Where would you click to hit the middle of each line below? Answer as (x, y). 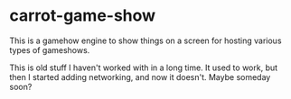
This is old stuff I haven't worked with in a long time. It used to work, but (144, 67)
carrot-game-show (83, 16)
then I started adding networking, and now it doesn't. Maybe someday (140, 76)
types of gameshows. (50, 49)
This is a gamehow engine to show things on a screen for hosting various (145, 40)
